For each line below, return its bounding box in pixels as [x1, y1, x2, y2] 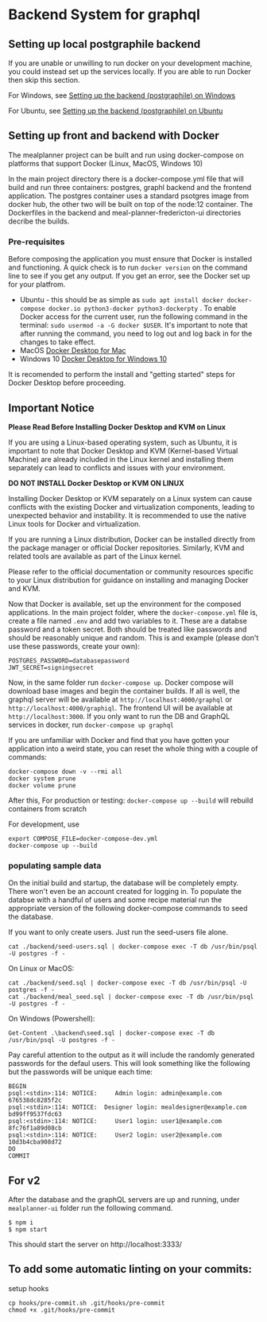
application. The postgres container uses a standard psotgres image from [8, 191, 250, 200]
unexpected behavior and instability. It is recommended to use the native [8, 511, 246, 520]
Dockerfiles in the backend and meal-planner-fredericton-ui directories [8, 208, 242, 217]
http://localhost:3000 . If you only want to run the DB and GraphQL [8, 711, 230, 721]
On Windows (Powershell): [8, 1014, 95, 1024]
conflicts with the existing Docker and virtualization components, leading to [8, 502, 255, 511]
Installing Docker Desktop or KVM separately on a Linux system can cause [8, 493, 253, 503]
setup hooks [8, 1283, 49, 1293]
